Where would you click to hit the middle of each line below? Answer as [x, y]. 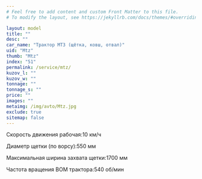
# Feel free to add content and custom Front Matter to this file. [93, 12]
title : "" [19, 34]
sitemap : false [25, 118]
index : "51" [21, 62]
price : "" [19, 96]
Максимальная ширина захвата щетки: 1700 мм [67, 158]
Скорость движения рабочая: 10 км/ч [54, 135]
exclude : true [24, 112]
